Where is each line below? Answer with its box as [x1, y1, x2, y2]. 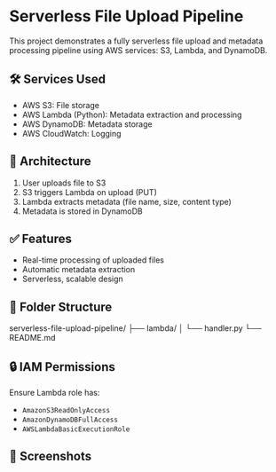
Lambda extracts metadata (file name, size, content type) [21, 196, 233, 207]
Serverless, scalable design [21, 273, 124, 285]
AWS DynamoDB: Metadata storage [21, 118, 153, 130]
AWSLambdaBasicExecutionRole [21, 425, 130, 434]
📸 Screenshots [9, 449, 92, 464]
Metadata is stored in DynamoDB [21, 206, 144, 216]
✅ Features [9, 231, 73, 246]
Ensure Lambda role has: [9, 388, 100, 397]
